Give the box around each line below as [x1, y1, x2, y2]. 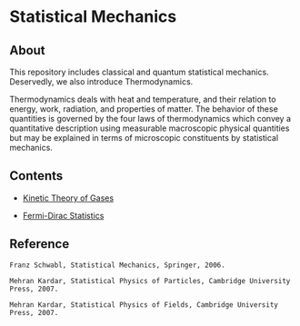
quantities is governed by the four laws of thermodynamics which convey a [9, 114, 292, 123]
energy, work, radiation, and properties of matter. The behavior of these [9, 104, 279, 114]
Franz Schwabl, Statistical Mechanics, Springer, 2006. [9, 261, 225, 270]
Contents [9, 168, 64, 183]
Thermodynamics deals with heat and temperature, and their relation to [9, 94, 276, 104]
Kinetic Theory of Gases [22, 193, 115, 203]
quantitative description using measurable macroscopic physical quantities [9, 123, 290, 133]
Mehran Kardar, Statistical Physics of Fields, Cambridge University [9, 300, 279, 310]
